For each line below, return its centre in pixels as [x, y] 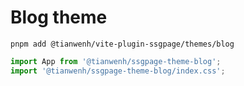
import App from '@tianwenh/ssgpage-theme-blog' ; [116, 61]
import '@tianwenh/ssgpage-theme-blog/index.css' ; [118, 71]
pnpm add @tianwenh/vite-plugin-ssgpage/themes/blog [122, 44]
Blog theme [59, 17]
